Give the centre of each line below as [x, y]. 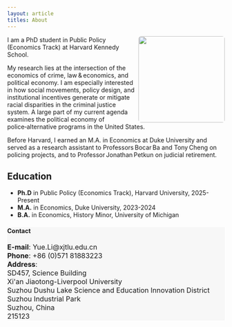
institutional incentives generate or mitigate [68, 97]
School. [18, 54]
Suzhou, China [31, 307]
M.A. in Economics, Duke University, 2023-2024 [86, 207]
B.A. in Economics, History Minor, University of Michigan [98, 215]
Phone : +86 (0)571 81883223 [55, 255]
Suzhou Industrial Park [44, 299]
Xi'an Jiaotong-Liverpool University [65, 281]
